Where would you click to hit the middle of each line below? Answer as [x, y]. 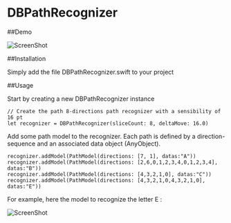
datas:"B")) [24, 168]
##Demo [20, 32]
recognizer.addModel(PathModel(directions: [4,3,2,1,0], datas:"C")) [110, 174]
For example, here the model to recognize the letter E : [85, 199]
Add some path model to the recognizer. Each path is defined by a [101, 136]
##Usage [20, 85]
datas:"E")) [24, 186]
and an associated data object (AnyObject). [99, 144]
